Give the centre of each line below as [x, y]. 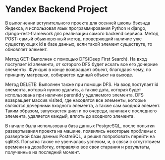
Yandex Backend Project [56, 9]
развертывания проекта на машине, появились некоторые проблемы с [81, 131]
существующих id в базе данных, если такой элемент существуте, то [79, 44]
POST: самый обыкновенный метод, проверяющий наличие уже [74, 39]
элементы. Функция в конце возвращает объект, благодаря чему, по [78, 69]
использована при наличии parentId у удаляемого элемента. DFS [74, 95]
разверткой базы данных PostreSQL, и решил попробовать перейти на [80, 136]
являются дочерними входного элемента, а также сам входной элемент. [83, 105]
